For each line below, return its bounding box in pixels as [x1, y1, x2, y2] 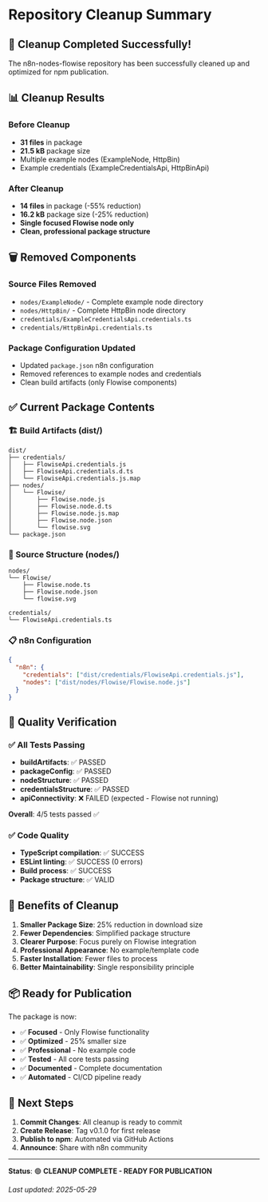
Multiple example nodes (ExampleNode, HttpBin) [19, 154, 181, 164]
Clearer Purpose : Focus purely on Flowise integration [19, 937, 197, 947]
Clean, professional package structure [19, 226, 151, 236]
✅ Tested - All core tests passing [19, 1054, 129, 1064]
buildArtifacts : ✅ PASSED [19, 757, 106, 767]
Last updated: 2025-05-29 [8, 1184, 97, 1194]
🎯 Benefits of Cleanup [8, 898, 119, 912]
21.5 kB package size [19, 146, 90, 155]
